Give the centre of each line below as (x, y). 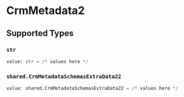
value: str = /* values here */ (47, 62)
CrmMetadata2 (46, 11)
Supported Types (40, 33)
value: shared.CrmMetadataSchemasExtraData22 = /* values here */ (92, 88)
